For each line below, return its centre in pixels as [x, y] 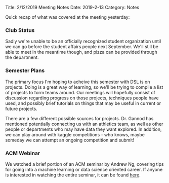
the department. [22, 57]
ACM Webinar [23, 153]
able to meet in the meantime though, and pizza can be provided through [81, 52]
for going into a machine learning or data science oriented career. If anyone [84, 169]
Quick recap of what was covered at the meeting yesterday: [68, 17]
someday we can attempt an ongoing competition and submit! [70, 140]
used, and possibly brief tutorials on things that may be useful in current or [83, 103]
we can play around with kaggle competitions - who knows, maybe [75, 134]
